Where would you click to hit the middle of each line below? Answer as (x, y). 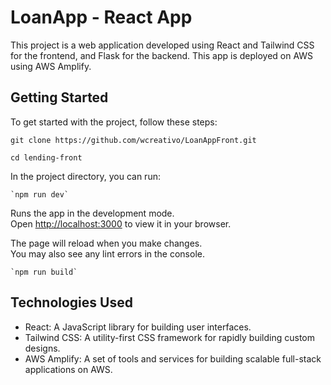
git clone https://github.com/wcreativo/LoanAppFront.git (133, 140)
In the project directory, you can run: (85, 176)
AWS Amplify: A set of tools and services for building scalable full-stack (173, 358)
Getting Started (59, 97)
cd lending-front (46, 157)
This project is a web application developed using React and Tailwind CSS (162, 45)
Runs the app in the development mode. (92, 213)
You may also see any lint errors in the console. (107, 253)
